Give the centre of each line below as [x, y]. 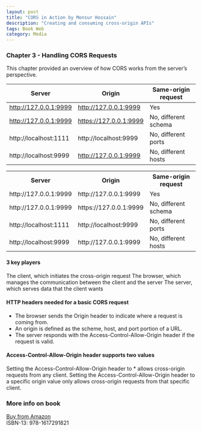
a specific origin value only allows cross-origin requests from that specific [98, 382]
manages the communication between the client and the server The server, [99, 282]
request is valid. [35, 341]
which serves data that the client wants [55, 288]
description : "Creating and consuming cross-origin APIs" [80, 23]
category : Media [26, 34]
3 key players [23, 262]
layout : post [23, 12]
